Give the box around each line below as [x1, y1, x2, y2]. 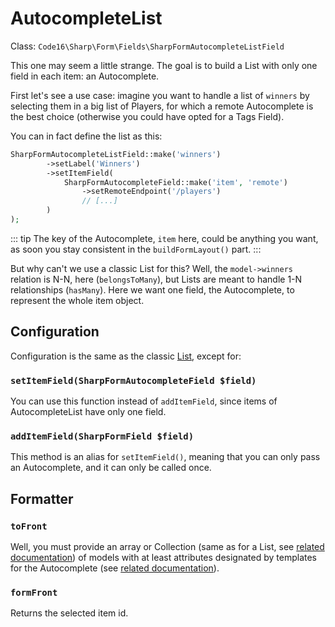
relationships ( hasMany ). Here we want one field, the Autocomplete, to [10, 283, 295, 296]
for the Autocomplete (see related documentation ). [10, 562, 220, 574]
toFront [10, 520, 48, 532]
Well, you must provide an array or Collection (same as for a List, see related [10, 541, 325, 553]
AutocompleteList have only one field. [10, 406, 167, 418]
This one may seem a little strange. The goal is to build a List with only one [10, 59, 318, 71]
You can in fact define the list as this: [10, 130, 163, 142]
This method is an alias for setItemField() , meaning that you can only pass [10, 451, 321, 463]
